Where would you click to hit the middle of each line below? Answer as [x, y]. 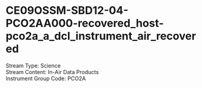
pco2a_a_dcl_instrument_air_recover [101, 36]
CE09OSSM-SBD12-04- [67, 11]
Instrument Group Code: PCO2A [46, 78]
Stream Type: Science [33, 65]
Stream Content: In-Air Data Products [52, 72]
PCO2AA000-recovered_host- [85, 23]
